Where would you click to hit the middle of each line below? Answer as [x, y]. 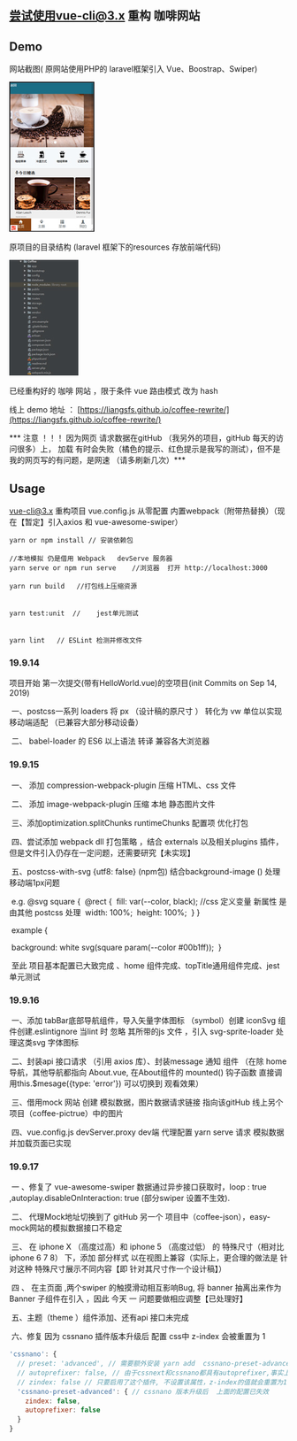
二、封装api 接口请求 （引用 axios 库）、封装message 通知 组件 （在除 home [149, 1061]
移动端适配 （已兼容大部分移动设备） [76, 722]
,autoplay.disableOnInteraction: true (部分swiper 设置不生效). [120, 1198]
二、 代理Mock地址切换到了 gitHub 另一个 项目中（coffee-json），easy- [141, 1217]
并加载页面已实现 [40, 1143]
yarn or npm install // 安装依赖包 [72, 541]
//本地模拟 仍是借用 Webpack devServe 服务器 [91, 559]
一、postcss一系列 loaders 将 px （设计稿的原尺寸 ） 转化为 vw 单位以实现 [147, 712]
